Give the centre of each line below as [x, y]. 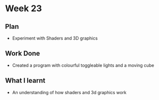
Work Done [23, 53]
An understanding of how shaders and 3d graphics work [69, 92]
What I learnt [25, 81]
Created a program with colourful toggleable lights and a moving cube [83, 65]
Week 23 [24, 9]
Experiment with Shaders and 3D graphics [55, 38]
